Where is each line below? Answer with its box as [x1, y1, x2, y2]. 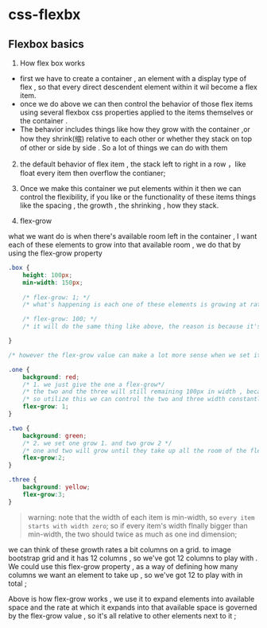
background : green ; [22, 431, 87, 439]
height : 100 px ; [22, 271, 73, 279]
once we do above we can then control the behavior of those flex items [19, 99, 253, 108]
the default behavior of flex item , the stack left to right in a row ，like [19, 159, 246, 169]
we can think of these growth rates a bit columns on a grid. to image [8, 544, 232, 554]
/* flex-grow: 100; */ [22, 315, 98, 323]
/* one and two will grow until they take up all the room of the [22, 447, 247, 454]
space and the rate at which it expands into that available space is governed [8, 603, 257, 612]
